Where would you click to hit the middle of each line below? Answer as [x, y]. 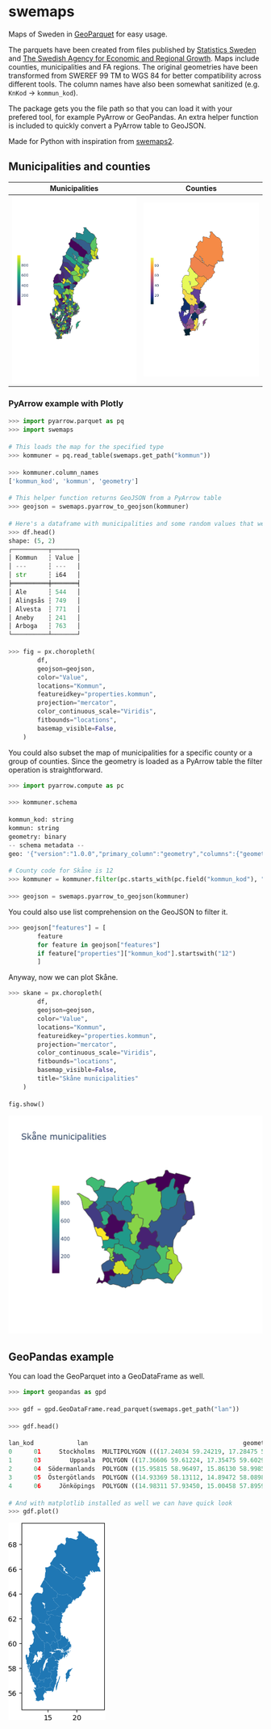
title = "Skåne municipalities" [88, 1079]
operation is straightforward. [56, 769]
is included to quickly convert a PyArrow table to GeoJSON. [107, 125]
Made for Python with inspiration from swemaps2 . [92, 141]
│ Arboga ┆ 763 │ [45, 626]
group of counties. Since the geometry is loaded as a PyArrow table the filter [135, 761]
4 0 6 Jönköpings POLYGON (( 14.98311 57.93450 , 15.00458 [122, 1486]
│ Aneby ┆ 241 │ [45, 617]
